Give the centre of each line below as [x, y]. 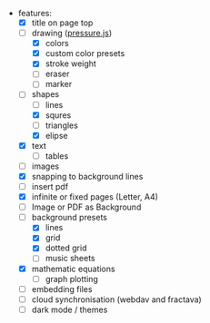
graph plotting [71, 279]
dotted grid [66, 248]
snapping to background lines [87, 176]
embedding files [62, 289]
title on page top [62, 23]
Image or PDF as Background [86, 207]
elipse [56, 135]
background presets [69, 218]
